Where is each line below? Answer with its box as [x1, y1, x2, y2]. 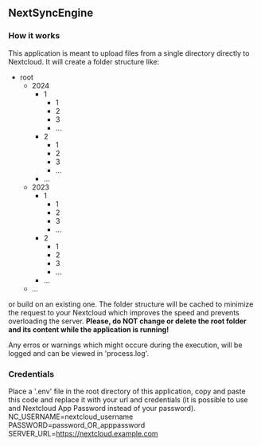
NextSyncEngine [8, 6, 94, 20]
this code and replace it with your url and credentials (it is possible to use [8, 394, 248, 405]
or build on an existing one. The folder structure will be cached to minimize [8, 299, 254, 309]
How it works [8, 30, 60, 41]
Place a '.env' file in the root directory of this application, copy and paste [8, 386, 246, 396]
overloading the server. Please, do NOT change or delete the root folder [8, 316, 247, 326]
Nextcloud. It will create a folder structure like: [8, 57, 160, 66]
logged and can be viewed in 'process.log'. [8, 348, 150, 358]
